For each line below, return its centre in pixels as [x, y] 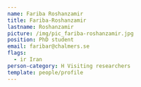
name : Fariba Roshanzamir [45, 14]
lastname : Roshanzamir [41, 27]
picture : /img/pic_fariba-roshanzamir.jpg [70, 33]
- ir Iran [28, 60]
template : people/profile [45, 72]
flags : [17, 53]
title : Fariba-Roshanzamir [47, 20]
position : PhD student [41, 40]
